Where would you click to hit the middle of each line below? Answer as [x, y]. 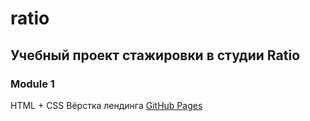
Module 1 [32, 84]
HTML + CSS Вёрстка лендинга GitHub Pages [106, 105]
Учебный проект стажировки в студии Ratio [155, 55]
